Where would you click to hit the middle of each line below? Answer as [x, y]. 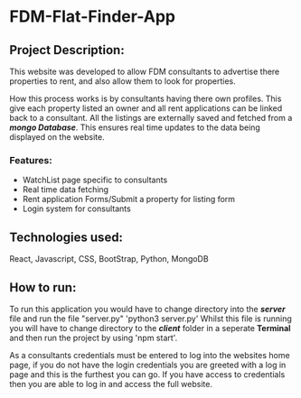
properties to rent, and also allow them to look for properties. [123, 81]
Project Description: [67, 50]
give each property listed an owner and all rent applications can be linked [146, 108]
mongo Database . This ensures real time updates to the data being [135, 127]
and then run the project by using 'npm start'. [94, 338]
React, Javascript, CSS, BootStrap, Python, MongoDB [109, 259]
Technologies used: [66, 237]
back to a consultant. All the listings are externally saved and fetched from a [151, 118]
